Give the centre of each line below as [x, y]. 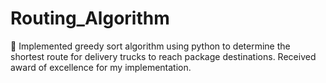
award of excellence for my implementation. [101, 67]
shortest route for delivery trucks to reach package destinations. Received [163, 56]
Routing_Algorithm [90, 18]
